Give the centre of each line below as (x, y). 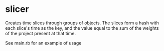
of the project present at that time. (41, 33)
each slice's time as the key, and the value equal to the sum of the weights (82, 28)
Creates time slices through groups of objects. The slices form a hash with (82, 23)
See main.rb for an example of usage (43, 43)
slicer (17, 9)
